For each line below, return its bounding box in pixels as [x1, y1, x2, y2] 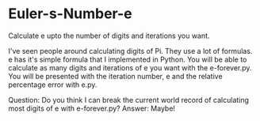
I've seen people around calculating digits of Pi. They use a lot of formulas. [8, 46, 253, 55]
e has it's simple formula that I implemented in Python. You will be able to [8, 55, 247, 64]
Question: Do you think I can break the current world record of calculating [8, 95, 250, 104]
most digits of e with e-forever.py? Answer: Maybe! [8, 104, 176, 113]
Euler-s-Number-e [8, 5, 132, 23]
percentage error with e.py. [8, 80, 97, 89]
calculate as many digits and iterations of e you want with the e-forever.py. [8, 62, 252, 72]
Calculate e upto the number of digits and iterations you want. [8, 31, 210, 40]
